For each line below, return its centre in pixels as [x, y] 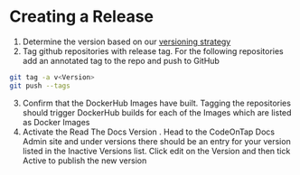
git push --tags [40, 86]
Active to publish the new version [84, 161]
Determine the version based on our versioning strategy [127, 41]
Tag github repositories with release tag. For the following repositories [153, 51]
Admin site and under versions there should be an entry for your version [156, 141]
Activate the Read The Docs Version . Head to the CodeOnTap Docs [149, 132]
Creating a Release [82, 17]
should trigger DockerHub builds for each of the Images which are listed [157, 112]
